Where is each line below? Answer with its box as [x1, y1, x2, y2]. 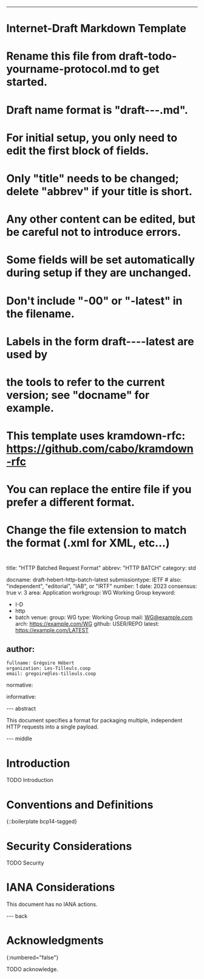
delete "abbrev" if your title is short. [6, 184, 192, 198]
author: [6, 644, 35, 654]
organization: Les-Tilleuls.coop [6, 665, 91, 672]
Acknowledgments [6, 934, 104, 947]
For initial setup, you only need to [6, 131, 178, 145]
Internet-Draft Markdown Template [6, 22, 186, 35]
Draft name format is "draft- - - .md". [6, 103, 188, 117]
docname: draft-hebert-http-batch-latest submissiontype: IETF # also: [6, 576, 182, 583]
